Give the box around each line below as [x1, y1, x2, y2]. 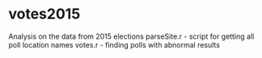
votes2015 [8, 5, 81, 23]
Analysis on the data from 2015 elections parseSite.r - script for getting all [8, 31, 255, 41]
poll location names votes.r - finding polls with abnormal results [8, 39, 221, 49]
